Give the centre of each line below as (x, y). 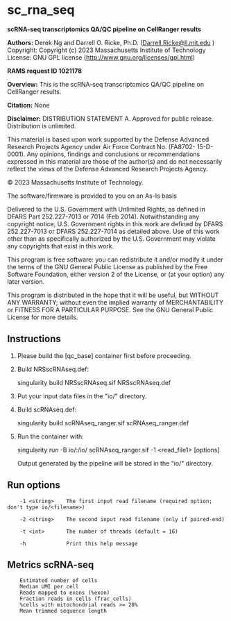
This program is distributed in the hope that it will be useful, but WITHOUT (113, 295)
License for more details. (43, 317)
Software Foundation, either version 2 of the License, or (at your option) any (116, 274)
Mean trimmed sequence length (63, 611)
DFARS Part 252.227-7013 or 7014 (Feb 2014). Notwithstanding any (103, 216)
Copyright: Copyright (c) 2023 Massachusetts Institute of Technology (106, 50)
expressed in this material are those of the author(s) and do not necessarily (115, 161)
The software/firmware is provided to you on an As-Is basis (92, 196)
